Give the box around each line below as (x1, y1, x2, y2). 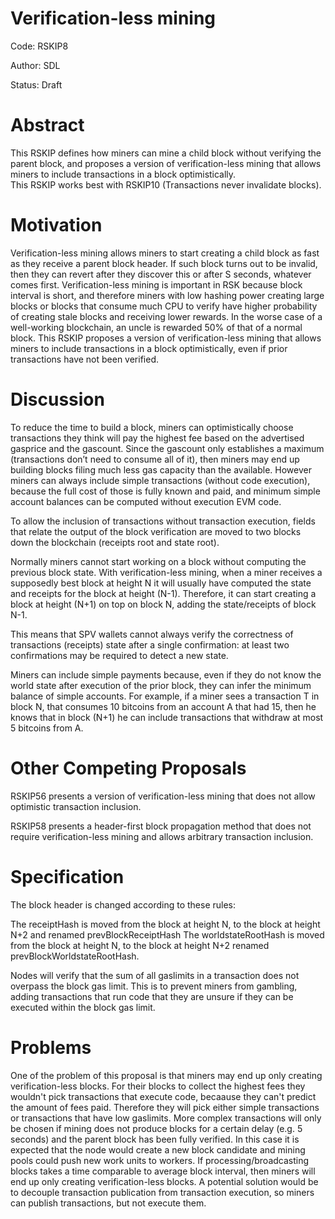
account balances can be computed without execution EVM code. (10, 495, 282, 507)
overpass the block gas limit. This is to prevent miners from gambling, (10, 980, 298, 992)
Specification (10, 865, 125, 888)
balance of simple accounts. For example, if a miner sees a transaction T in (10, 690, 320, 702)
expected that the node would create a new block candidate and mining (10, 1143, 306, 1156)
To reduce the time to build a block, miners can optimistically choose (10, 421, 294, 433)
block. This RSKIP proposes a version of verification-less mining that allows (10, 332, 322, 344)
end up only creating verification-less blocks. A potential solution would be (10, 1175, 319, 1187)
